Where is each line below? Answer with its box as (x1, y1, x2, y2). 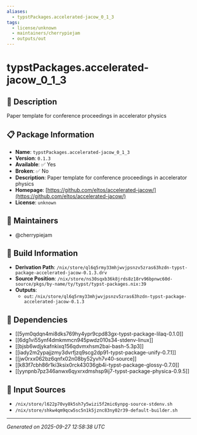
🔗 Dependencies (6, 314, 68, 325)
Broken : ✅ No (15, 167, 49, 174)
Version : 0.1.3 (15, 155, 51, 162)
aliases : (6, 8, 28, 15)
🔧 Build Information (6, 248, 78, 258)
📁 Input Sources (6, 385, 66, 395)
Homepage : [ (15, 186, 48, 193)
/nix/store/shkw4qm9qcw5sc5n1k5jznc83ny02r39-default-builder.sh (15, 407, 178, 413)
